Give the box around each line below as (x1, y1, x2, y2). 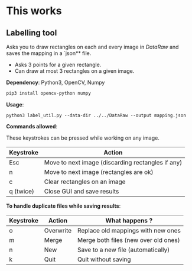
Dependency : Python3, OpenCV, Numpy (6, 79, 105, 86)
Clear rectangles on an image (44, 178, 126, 186)
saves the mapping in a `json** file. (6, 50, 92, 57)
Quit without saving (77, 255, 131, 263)
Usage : (6, 101, 24, 108)
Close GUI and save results (44, 187, 119, 195)
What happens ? (105, 216, 153, 224)
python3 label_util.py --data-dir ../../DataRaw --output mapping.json (6, 112, 186, 118)
